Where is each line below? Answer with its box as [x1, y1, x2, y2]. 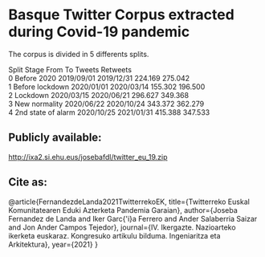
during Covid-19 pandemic [8, 22, 190, 41]
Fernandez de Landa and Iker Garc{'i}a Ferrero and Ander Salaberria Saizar [8, 214, 258, 223]
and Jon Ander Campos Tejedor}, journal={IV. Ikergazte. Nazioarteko [8, 222, 236, 232]
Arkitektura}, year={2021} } [8, 239, 99, 249]
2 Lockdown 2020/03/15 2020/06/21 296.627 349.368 [8, 90, 190, 100]
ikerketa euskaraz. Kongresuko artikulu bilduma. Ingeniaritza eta [8, 230, 221, 240]
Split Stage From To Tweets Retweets [8, 64, 132, 74]
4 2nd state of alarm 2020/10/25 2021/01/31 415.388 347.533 [8, 107, 210, 117]
